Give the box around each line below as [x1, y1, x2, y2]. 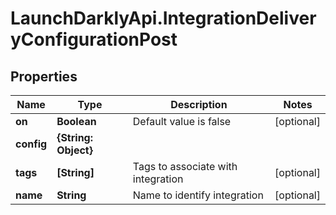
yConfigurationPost [10, 28, 178, 51]
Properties [10, 68, 78, 85]
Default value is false [132, 115, 232, 128]
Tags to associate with [132, 160, 238, 173]
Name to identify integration [132, 188, 264, 202]
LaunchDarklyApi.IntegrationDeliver [10, 7, 317, 30]
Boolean [56, 115, 97, 128]
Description [170, 98, 228, 111]
